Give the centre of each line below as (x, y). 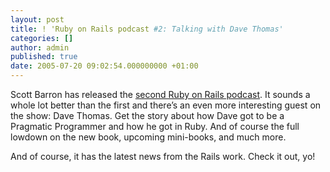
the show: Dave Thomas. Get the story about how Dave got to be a (147, 115)
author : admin (40, 47)
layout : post (37, 19)
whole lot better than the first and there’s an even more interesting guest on (166, 105)
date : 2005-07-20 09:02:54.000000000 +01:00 (104, 66)
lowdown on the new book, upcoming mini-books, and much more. (148, 137)
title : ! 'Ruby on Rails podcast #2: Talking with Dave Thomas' (147, 29)
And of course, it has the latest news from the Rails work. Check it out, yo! (163, 156)
